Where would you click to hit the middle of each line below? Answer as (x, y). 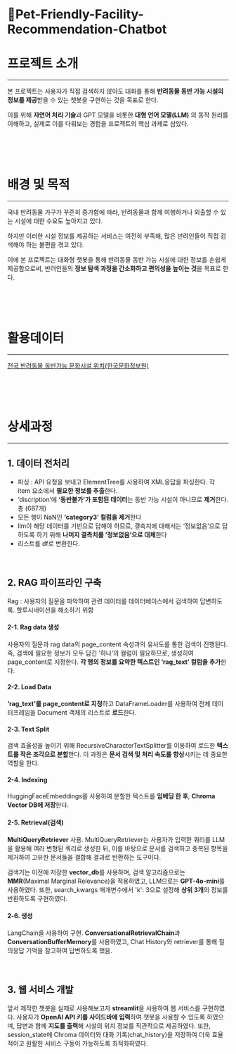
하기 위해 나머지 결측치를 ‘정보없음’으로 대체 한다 (101, 534)
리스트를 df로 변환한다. (49, 543)
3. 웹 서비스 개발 (40, 990)
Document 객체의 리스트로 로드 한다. (87, 712)
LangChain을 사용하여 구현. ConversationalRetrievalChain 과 (94, 933)
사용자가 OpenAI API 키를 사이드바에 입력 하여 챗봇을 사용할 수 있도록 (111, 1017)
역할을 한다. (24, 763)
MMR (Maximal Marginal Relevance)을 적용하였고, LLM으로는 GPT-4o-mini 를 (116, 881)
